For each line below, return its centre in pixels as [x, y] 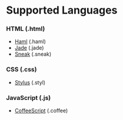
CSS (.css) [21, 70]
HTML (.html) [26, 29]
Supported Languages [62, 10]
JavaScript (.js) [29, 98]
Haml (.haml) [30, 41]
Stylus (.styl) [30, 82]
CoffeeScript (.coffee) [41, 111]
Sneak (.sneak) [33, 54]
